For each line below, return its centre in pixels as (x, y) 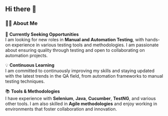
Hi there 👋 (21, 9)
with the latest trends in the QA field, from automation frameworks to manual (84, 76)
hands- (153, 39)
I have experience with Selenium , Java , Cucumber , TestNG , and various (81, 98)
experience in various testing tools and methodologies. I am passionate (85, 45)
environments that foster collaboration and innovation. (61, 109)
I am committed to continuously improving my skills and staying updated (80, 71)
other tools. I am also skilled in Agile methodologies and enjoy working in (81, 104)
